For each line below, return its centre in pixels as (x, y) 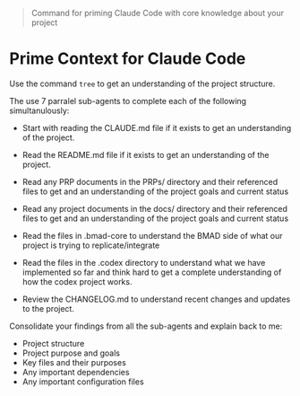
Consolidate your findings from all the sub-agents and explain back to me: (146, 326)
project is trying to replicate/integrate (91, 245)
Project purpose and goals (71, 353)
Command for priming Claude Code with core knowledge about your (158, 13)
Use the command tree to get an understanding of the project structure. (142, 84)
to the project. (48, 308)
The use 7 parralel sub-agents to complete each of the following (128, 101)
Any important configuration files (83, 382)
